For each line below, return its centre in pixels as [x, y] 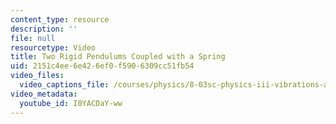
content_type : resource [60, 19]
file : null [33, 38]
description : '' [44, 29]
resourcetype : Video [53, 47]
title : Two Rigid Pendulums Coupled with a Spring [118, 57]
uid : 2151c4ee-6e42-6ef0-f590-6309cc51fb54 [102, 66]
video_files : [37, 76]
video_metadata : [44, 94]
